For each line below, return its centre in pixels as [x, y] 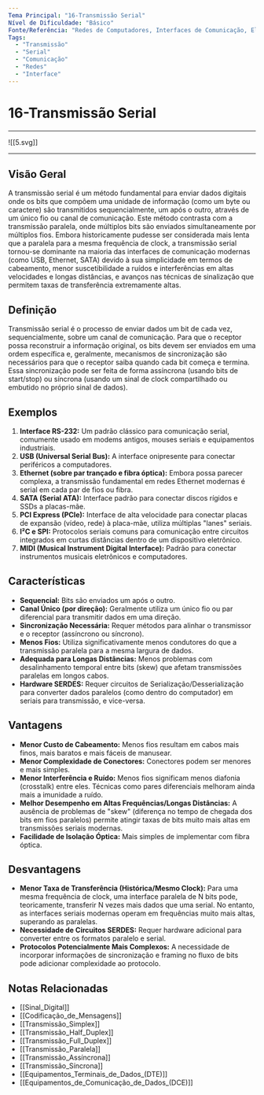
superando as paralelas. [59, 922]
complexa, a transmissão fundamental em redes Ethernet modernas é [132, 481]
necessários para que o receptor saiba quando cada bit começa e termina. [129, 362]
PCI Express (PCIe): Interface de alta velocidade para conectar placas [133, 515]
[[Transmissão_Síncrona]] [61, 1066]
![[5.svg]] [23, 142]
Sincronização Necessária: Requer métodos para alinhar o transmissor [135, 625]
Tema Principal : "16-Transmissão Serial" [77, 15]
